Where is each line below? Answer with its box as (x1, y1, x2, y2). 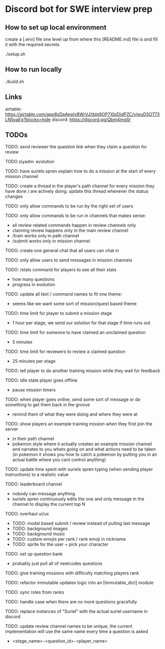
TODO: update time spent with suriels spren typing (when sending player (5, 466, 153, 473)
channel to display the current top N (12, 501, 86, 507)
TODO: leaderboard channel (5, 481, 63, 487)
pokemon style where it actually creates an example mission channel (12, 441, 152, 447)
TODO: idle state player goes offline (5, 377, 78, 384)
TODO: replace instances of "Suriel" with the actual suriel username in (5, 608, 148, 614)
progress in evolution (12, 282, 56, 288)
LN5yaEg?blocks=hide (5, 116, 51, 122)
